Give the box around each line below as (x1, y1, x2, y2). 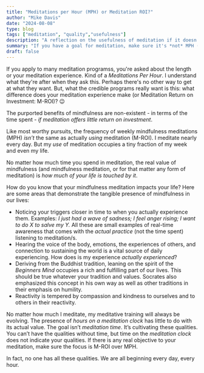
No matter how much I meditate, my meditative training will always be (6, 310, 180, 318)
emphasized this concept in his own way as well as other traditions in (15, 279, 189, 287)
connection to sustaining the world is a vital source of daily (15, 247, 163, 254)
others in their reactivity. (15, 299, 76, 306)
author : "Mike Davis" (6, 15, 61, 21)
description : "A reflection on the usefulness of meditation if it (6, 37, 181, 43)
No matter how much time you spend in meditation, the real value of (6, 159, 177, 166)
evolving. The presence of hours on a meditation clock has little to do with (6, 317, 192, 324)
